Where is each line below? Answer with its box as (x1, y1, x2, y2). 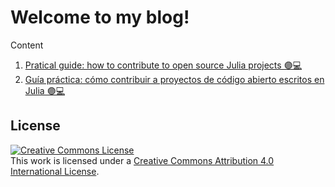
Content (10, 39, 44, 51)
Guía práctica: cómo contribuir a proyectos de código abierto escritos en (24, 73, 325, 85)
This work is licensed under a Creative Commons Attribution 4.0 (10, 154, 275, 166)
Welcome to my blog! (10, 6, 190, 29)
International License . (10, 165, 100, 177)
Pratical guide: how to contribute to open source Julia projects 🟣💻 (24, 59, 303, 71)
